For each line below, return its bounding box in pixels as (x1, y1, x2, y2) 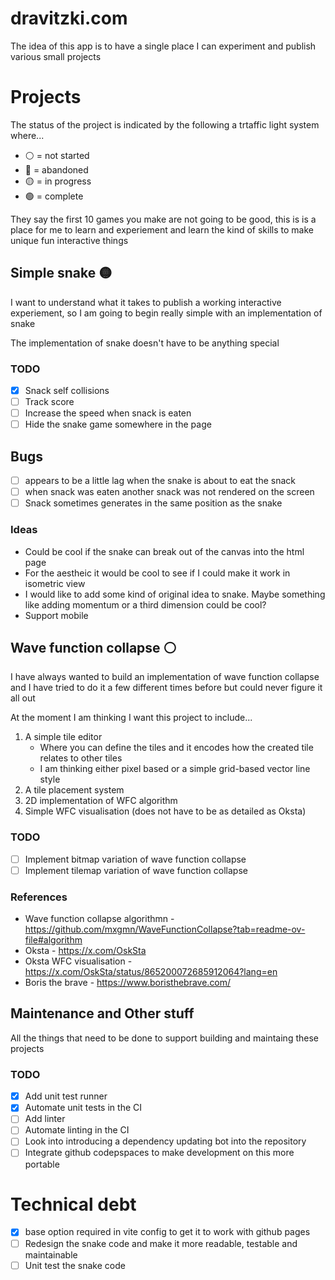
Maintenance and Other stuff (10, 1005, 195, 1022)
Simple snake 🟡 (10, 265, 113, 282)
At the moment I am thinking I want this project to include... (10, 712, 253, 724)
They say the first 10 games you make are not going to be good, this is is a (10, 213, 317, 225)
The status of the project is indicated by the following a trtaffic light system (10, 118, 320, 131)
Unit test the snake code (24, 1259, 126, 1271)
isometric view (24, 577, 86, 589)
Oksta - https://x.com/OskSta (24, 945, 147, 957)
